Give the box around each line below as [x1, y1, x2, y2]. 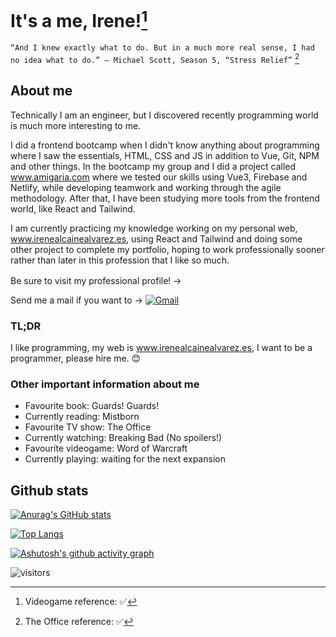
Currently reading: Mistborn [24, 411, 140, 423]
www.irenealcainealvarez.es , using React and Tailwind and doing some [10, 232, 303, 245]
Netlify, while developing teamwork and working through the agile [10, 181, 282, 193]
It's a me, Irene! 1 [10, 6, 148, 33]
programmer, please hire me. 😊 [10, 352, 142, 365]
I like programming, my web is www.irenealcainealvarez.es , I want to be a [10, 342, 313, 354]
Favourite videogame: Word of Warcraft [24, 442, 188, 455]
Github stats [10, 482, 89, 499]
